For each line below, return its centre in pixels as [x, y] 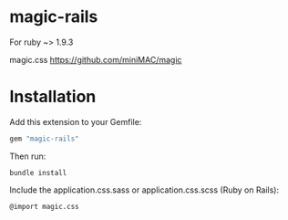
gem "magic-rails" [44, 139]
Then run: [28, 156]
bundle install [38, 173]
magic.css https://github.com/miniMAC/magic [96, 59]
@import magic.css [44, 206]
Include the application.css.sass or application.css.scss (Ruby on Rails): [144, 190]
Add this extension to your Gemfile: [76, 121]
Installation [53, 97]
